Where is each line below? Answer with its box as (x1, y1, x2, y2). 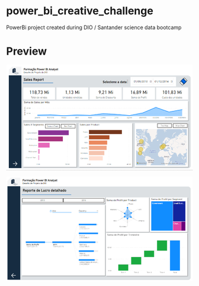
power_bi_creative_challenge (6, 4, 154, 18)
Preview (6, 45, 47, 58)
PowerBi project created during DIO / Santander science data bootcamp (6, 24, 182, 31)
